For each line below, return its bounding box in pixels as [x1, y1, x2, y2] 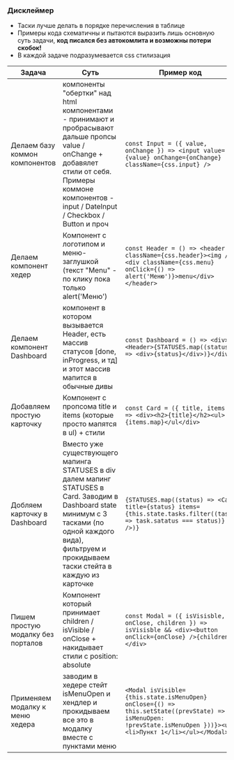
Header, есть [62, 329, 107, 339]
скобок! [17, 44, 42, 52]
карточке [62, 579, 94, 589]
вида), [62, 535, 84, 545]
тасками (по [62, 518, 104, 527]
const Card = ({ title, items [125, 404, 225, 412]
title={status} [125, 503, 175, 511]
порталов [10, 638, 43, 648]
